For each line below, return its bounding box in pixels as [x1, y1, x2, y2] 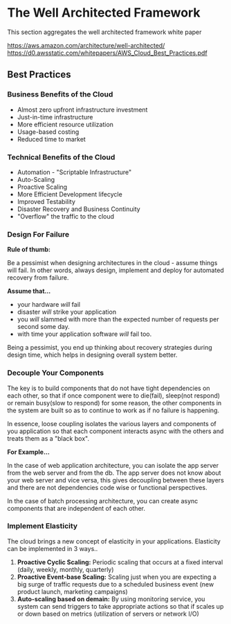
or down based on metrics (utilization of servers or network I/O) [17, 609, 199, 618]
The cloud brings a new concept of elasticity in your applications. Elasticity [7, 537, 221, 546]
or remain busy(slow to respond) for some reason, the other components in [7, 398, 222, 407]
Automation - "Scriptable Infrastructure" [17, 168, 132, 176]
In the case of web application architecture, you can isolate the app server [7, 461, 219, 469]
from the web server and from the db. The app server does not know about [7, 469, 221, 477]
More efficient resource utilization [17, 120, 114, 128]
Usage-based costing [17, 127, 80, 136]
